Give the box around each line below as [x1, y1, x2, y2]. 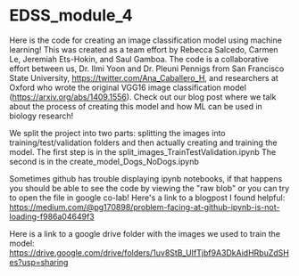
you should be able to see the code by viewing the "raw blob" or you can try [9, 183, 290, 193]
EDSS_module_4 [9, 5, 133, 26]
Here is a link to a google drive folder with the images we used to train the [9, 228, 281, 239]
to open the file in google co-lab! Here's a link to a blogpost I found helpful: [9, 192, 286, 203]
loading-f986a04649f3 [9, 211, 96, 222]
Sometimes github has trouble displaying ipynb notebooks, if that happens [9, 173, 283, 183]
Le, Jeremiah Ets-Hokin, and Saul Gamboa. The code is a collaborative [9, 53, 270, 64]
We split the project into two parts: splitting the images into [9, 127, 226, 138]
